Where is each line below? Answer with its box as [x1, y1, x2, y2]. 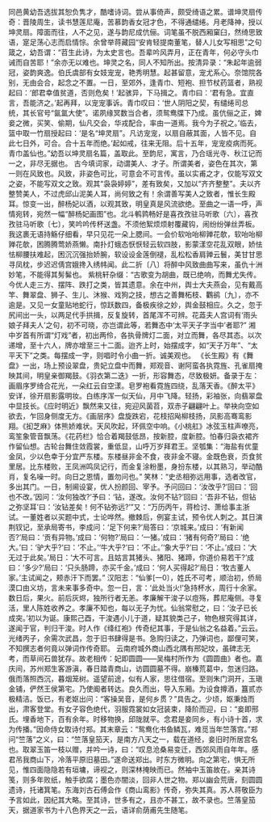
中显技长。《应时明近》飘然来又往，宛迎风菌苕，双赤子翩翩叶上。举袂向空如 [8, 401, 260, 411]
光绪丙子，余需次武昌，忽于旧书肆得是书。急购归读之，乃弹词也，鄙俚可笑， [8, 634, 263, 643]
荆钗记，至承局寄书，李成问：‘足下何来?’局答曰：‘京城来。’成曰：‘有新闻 [8, 522, 244, 532]
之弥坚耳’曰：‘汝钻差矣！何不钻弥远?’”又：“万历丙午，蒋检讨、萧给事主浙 [8, 502, 250, 512]
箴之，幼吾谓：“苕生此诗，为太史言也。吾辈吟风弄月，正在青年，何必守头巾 [8, 48, 260, 57]
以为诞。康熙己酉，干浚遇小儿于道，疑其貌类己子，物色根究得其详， [35, 613, 261, 622]
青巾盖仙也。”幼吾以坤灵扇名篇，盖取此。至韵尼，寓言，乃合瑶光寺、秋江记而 [8, 149, 263, 158]
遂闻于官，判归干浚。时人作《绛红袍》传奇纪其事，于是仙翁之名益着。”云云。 [8, 623, 263, 633]
